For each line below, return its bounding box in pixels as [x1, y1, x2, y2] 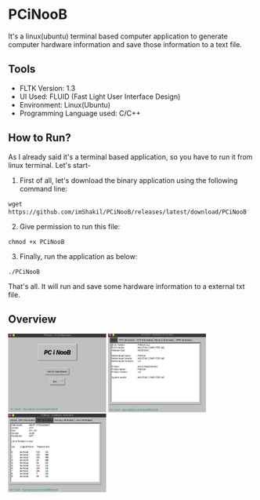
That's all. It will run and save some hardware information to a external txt [8, 281, 245, 291]
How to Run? [8, 131, 72, 144]
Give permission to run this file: [19, 221, 121, 231]
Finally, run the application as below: [19, 251, 138, 261]
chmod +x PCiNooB [8, 238, 65, 246]
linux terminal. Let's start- [8, 160, 92, 170]
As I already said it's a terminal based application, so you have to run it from [8, 151, 253, 162]
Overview [8, 312, 57, 326]
